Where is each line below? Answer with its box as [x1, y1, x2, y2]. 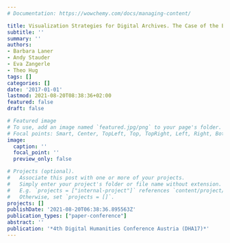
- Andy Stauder [7, 54, 51, 62]
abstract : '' [7, 219, 44, 226]
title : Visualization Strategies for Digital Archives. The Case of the [7, 22, 219, 29]
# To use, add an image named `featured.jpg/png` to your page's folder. [7, 124, 222, 131]
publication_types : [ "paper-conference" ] [7, 213, 127, 220]
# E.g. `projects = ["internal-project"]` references [7, 187, 170, 194]
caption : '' [13, 143, 48, 150]
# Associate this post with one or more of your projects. [7, 175, 186, 181]
